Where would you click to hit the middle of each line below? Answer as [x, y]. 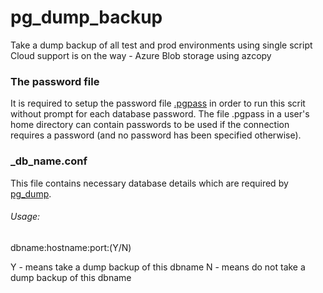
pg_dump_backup [86, 17]
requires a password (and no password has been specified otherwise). [156, 135]
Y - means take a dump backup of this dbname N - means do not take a [158, 267]
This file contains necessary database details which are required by [149, 183]
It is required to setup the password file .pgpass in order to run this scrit [158, 103]
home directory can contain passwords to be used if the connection [150, 125]
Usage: [25, 217]
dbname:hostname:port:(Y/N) [71, 247]
